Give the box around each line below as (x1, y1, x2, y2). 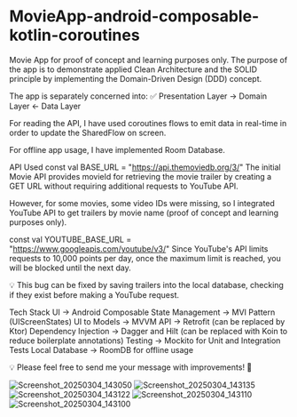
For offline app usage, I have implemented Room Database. (9, 144, 226, 155)
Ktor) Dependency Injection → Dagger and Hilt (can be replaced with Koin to (9, 325, 288, 336)
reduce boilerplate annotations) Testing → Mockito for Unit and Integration (9, 335, 281, 346)
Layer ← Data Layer (9, 100, 82, 111)
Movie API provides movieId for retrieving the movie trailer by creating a (9, 171, 272, 181)
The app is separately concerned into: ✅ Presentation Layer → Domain (9, 91, 268, 101)
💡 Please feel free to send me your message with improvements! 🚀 (9, 362, 253, 373)
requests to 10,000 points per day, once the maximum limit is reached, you (9, 253, 281, 263)
